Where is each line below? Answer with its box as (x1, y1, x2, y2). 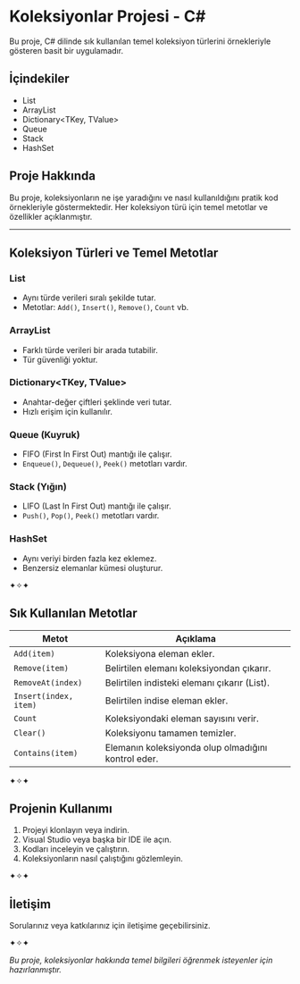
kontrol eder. (104, 753, 159, 765)
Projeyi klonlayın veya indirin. (21, 825, 129, 836)
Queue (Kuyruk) (9, 428, 80, 441)
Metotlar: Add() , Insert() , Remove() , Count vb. (21, 302, 189, 313)
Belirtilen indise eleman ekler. (104, 694, 229, 707)
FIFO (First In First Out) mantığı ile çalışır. (21, 449, 172, 459)
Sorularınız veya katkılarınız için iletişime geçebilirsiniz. (9, 921, 212, 931)
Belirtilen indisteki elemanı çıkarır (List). (104, 677, 271, 689)
